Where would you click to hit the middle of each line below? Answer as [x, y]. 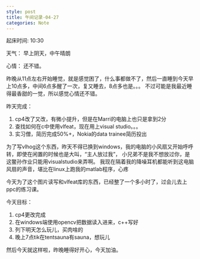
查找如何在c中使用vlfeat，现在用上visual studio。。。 [78, 127]
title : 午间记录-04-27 [33, 17]
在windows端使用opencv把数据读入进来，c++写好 [76, 223]
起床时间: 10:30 [25, 41]
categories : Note [28, 23]
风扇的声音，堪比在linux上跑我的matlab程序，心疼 [67, 169]
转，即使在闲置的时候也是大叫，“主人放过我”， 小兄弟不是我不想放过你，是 [98, 154]
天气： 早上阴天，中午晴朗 [38, 53]
